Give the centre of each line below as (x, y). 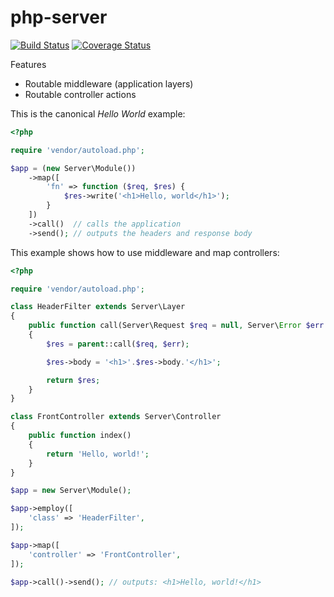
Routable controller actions (80, 94)
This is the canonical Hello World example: (98, 113)
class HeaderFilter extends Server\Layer (98, 307)
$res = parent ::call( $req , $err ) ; (118, 344)
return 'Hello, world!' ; (98, 454)
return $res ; (73, 380)
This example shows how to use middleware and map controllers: (145, 252)
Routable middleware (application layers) (109, 83)
